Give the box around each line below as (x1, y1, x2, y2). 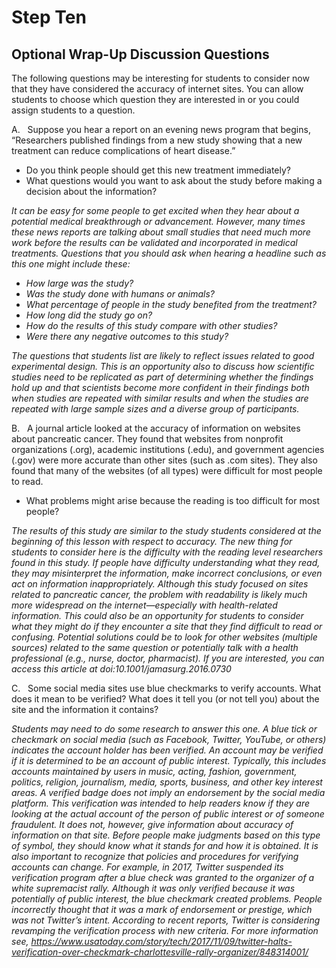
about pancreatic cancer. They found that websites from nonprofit (11, 433, 284, 445)
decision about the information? (25, 186, 158, 197)
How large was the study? (25, 277, 134, 289)
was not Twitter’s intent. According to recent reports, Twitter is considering (11, 914, 321, 926)
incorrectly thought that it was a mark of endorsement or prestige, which (11, 904, 313, 915)
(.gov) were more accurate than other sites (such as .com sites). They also (11, 454, 318, 466)
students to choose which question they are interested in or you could (11, 94, 300, 105)
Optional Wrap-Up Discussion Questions (11, 46, 270, 63)
